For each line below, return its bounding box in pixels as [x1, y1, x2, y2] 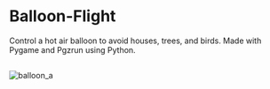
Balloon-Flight [9, 6, 116, 26]
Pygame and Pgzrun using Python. [9, 44, 136, 55]
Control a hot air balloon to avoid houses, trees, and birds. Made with [9, 35, 262, 46]
